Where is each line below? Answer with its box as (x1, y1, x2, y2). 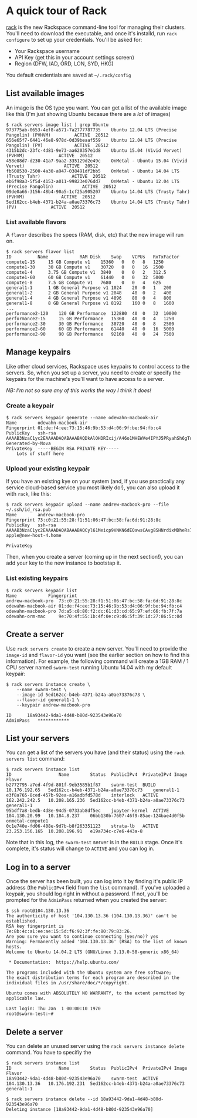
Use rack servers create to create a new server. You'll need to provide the (6, 645, 188, 652)
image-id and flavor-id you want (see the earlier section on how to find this (6, 651, 190, 658)
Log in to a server (6, 862, 71, 872)
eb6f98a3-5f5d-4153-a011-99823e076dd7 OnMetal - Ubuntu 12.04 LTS (6, 178, 180, 184)
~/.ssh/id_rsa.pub (6, 507, 51, 513)
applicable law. (6, 996, 46, 1001)
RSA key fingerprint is (6, 923, 64, 930)
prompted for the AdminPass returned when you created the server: (6, 897, 167, 904)
